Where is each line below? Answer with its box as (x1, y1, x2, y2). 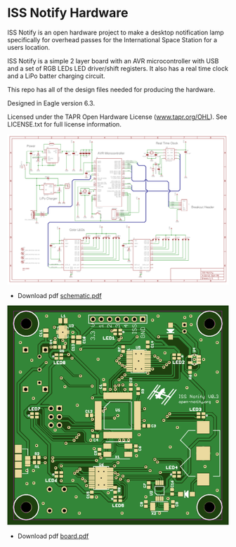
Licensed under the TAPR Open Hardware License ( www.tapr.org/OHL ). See (7, 112, 228, 121)
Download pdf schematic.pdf (17, 292, 102, 300)
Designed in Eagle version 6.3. (7, 98, 96, 107)
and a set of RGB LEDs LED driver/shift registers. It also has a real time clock (7, 64, 228, 72)
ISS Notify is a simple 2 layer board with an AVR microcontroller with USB (7, 56, 219, 65)
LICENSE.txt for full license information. (7, 120, 122, 128)
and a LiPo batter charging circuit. (7, 72, 105, 80)
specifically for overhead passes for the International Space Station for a (7, 35, 218, 44)
